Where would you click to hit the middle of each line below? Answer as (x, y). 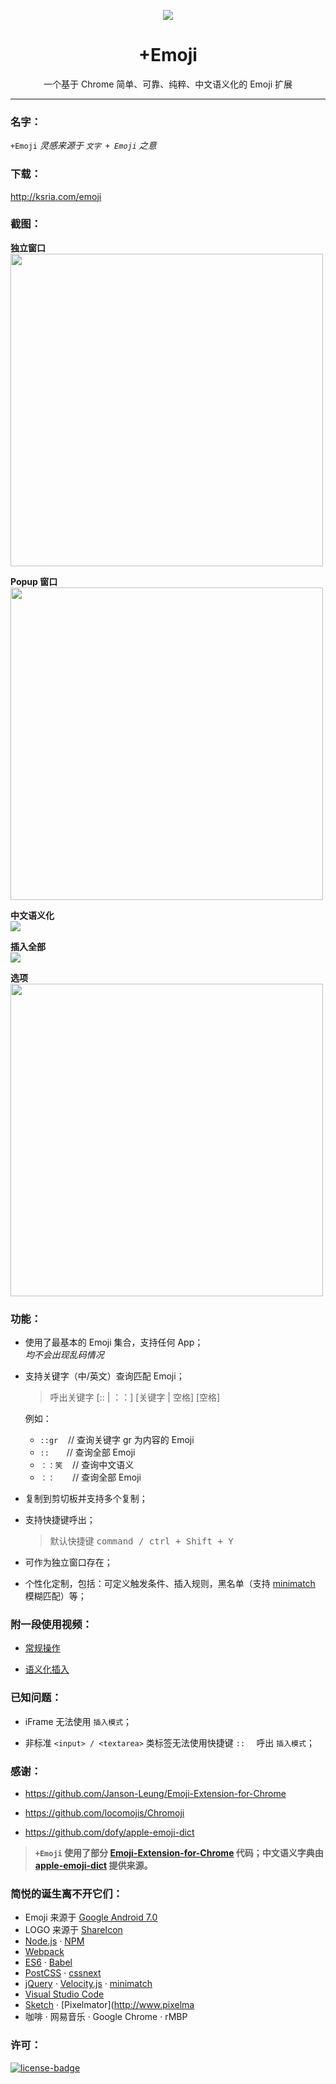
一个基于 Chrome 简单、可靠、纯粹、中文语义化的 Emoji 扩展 (168, 84)
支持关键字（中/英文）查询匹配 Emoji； (104, 1376)
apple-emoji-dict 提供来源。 (93, 1866)
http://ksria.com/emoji (56, 196)
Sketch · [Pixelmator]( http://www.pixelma (109, 2005)
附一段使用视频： (51, 1625)
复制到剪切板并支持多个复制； (86, 1499)
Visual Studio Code (64, 1994)
